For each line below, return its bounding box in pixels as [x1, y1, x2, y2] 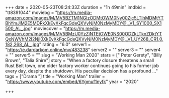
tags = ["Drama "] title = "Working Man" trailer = [5, 73, 106, 79]
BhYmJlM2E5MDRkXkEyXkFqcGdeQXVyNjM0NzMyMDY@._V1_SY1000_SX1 [5, 20, 162, 26]
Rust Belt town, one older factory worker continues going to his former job [5, 62, 159, 68]
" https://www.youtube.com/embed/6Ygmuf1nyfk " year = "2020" [5, 78, 139, 84]
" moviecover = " [30, 25, 66, 31]
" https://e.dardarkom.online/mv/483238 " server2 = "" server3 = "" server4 [5, 47, 161, 52]
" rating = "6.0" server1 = [39, 41, 91, 47]
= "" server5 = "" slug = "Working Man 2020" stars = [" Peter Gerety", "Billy [5, 52, 162, 58]
